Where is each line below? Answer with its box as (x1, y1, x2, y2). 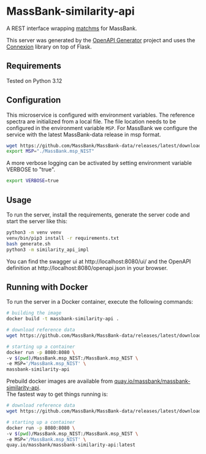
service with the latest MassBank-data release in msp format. (6, 131, 161, 138)
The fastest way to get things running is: (6, 391, 109, 398)
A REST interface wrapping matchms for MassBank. (6, 25, 137, 32)
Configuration (6, 95, 61, 106)
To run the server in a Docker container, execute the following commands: (6, 298, 193, 306)
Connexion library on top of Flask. (6, 43, 92, 50)
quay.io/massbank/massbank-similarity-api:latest (6, 442, 136, 448)
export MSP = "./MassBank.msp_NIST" (6, 148, 95, 155)
